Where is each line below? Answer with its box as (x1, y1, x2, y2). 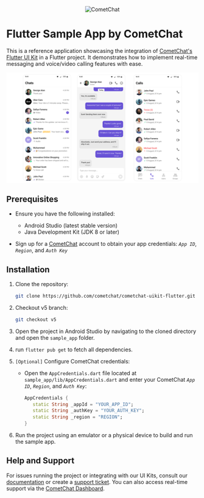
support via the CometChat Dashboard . (6, 485, 105, 492)
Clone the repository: (15, 280, 69, 287)
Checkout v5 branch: (15, 304, 68, 311)
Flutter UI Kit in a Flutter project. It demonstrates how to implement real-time (6, 54, 198, 61)
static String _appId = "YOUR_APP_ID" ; (32, 401, 134, 407)
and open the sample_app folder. (15, 334, 96, 341)
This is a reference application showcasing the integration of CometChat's (6, 47, 193, 54)
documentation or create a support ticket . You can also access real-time (6, 478, 188, 485)
